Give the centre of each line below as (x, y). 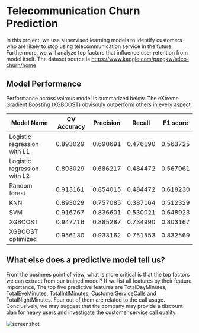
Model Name (30, 123)
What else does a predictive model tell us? (86, 260)
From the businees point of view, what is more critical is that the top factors (98, 274)
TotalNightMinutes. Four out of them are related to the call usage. (86, 299)
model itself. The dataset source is (48, 59)
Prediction (32, 23)
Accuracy (71, 126)
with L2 (20, 176)
